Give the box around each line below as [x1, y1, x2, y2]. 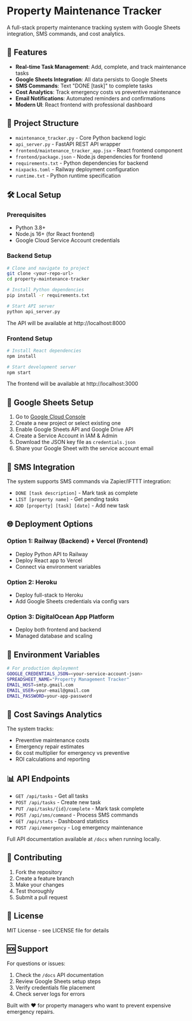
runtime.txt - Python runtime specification [15, 172, 121, 179]
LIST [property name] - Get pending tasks [15, 496, 119, 503]
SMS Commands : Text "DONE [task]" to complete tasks [15, 82, 153, 89]
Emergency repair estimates [15, 743, 85, 750]
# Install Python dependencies [7, 287, 84, 293]
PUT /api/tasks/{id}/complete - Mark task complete [15, 805, 144, 812]
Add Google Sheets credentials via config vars [15, 598, 130, 605]
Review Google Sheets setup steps [15, 978, 101, 985]
